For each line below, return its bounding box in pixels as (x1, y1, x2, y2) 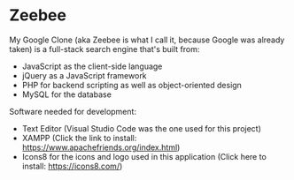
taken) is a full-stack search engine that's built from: (9, 43, 200, 54)
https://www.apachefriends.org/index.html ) (21, 142, 181, 153)
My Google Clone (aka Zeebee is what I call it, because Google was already (9, 34, 285, 45)
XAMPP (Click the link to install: (21, 132, 137, 143)
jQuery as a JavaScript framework (21, 70, 148, 80)
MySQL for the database (21, 89, 112, 100)
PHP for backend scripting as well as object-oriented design (21, 79, 242, 90)
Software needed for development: (9, 106, 137, 116)
